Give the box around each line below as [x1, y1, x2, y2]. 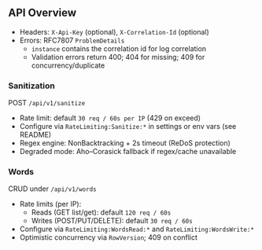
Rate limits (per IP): [19, 200, 82, 209]
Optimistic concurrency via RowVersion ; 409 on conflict [19, 233, 198, 242]
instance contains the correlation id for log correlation [31, 43, 207, 53]
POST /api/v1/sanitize [8, 98, 86, 108]
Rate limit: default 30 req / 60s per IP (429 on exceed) [19, 113, 201, 123]
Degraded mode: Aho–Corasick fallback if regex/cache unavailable [19, 147, 237, 156]
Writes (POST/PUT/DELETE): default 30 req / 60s [31, 216, 193, 226]
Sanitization [8, 80, 55, 91]
